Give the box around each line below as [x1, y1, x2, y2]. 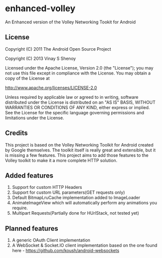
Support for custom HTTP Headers [12, 184, 82, 190]
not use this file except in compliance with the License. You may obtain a [5, 70, 151, 76]
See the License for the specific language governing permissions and [5, 110, 144, 115]
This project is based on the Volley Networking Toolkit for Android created [5, 142, 154, 147]
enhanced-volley [5, 3, 75, 14]
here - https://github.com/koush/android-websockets [12, 248, 120, 254]
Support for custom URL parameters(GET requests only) [12, 189, 125, 195]
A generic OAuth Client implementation [12, 237, 90, 243]
